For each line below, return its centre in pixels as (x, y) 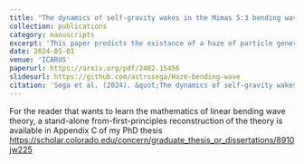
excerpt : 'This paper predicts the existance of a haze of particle (141, 43)
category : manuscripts (52, 34)
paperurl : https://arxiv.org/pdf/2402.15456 (95, 69)
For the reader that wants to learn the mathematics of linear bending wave (148, 111)
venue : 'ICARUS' (40, 60)
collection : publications (58, 26)
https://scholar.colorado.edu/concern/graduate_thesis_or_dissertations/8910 (152, 140)
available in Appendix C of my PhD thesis (86, 130)
